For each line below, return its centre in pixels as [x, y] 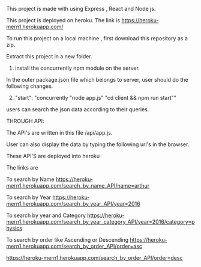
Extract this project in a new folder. [49, 56]
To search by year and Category [46, 215]
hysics [14, 228]
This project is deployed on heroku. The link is [63, 20]
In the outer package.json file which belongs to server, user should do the [97, 80]
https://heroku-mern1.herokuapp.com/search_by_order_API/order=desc [94, 258]
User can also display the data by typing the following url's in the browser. [98, 144]
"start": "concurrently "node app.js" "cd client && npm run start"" [96, 98]
